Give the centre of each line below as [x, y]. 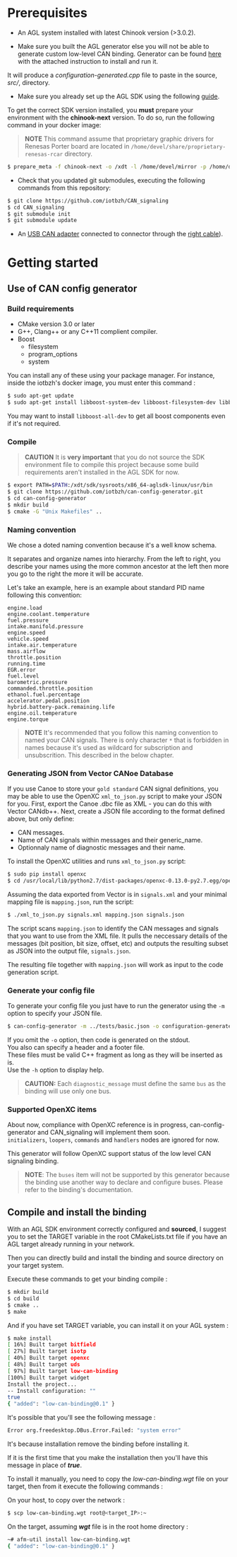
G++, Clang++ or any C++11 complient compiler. [87, 332]
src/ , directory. [29, 82]
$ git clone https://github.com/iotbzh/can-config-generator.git [105, 492]
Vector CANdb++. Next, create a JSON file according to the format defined [116, 811]
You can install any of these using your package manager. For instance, [111, 376]
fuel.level [23, 676]
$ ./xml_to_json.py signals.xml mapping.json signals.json [96, 915]
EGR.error [22, 670]
